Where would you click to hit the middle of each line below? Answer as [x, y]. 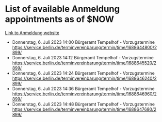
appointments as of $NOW [60, 19]
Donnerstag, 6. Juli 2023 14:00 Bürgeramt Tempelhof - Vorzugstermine [83, 42]
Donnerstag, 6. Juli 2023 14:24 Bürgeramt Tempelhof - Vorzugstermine [83, 73]
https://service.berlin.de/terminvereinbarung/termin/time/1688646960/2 [84, 94]
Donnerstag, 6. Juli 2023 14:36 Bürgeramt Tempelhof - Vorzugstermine [83, 88]
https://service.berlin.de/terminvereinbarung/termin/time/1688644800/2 [84, 47]
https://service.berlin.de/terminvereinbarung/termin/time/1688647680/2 [84, 109]
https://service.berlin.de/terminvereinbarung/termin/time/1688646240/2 [84, 78]
